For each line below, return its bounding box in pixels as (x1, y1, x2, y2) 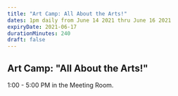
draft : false (7, 36, 46, 43)
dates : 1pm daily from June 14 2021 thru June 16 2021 (7, 17, 172, 24)
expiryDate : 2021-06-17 (7, 23, 77, 30)
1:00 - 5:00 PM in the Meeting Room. (7, 81, 114, 89)
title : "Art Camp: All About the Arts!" (7, 10, 128, 18)
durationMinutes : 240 (7, 29, 71, 37)
